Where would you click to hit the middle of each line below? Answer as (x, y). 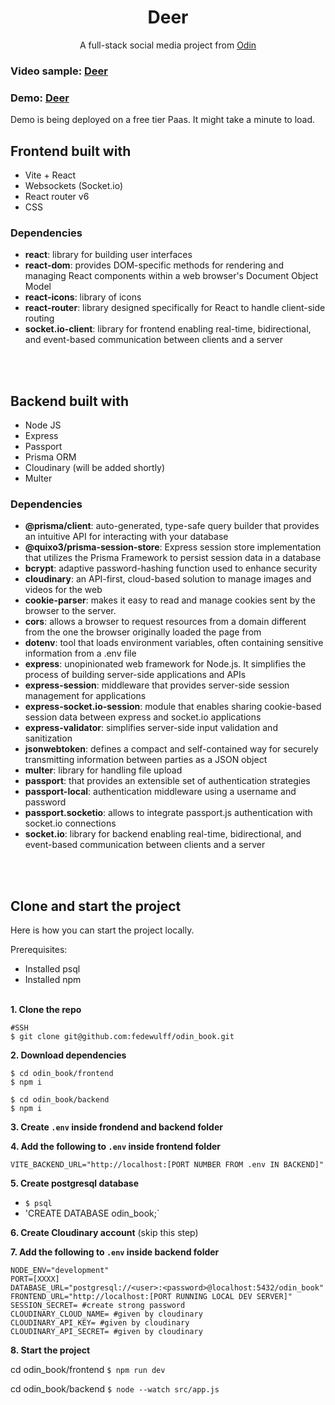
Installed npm (53, 980)
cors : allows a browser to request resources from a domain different (165, 622)
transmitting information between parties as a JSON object (146, 760)
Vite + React (50, 175)
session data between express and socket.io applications (143, 717)
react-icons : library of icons (83, 297)
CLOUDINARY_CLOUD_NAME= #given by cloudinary (106, 1314)
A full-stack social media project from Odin (168, 45)
